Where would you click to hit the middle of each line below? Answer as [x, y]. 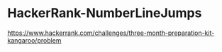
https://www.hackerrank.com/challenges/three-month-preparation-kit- [111, 33]
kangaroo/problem [34, 40]
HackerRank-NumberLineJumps [105, 13]
